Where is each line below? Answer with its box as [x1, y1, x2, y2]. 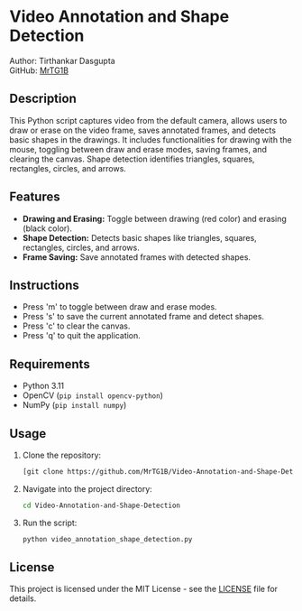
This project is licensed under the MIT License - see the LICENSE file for [9, 584, 278, 595]
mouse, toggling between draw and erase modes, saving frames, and [9, 143, 268, 154]
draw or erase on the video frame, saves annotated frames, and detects [9, 125, 277, 135]
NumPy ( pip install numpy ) [22, 400, 127, 411]
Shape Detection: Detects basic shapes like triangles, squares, [22, 232, 257, 243]
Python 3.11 [22, 381, 65, 392]
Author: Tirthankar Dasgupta [9, 55, 115, 66]
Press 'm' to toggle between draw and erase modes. [22, 301, 218, 312]
